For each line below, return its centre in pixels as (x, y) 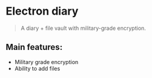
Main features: (34, 47)
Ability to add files (37, 68)
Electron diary (42, 11)
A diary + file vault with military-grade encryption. (83, 28)
